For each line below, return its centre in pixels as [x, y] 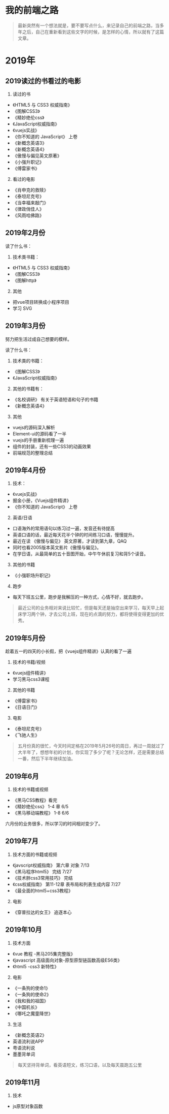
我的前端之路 [32, 10]
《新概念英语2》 [30, 1035]
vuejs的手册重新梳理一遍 [38, 440]
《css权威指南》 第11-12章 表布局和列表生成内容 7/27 [67, 884]
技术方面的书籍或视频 [35, 854]
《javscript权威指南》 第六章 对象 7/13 [51, 865]
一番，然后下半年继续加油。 [47, 759]
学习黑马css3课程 [31, 679]
